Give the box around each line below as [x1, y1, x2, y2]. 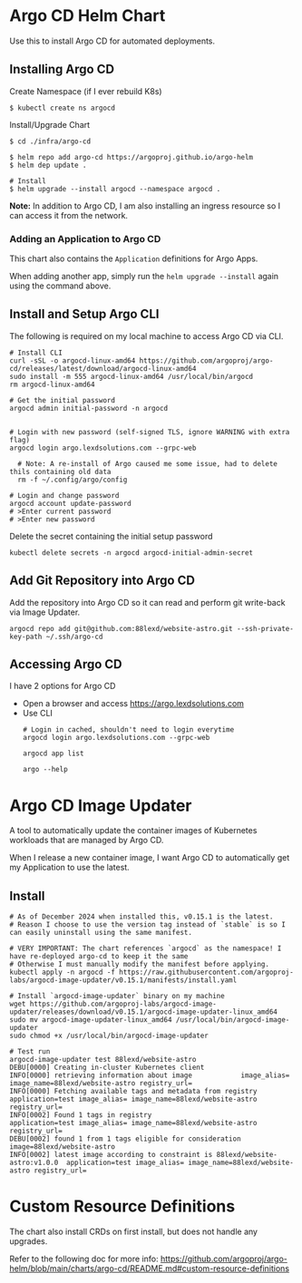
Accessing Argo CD [9, 656, 122, 672]
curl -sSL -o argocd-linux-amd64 [9, 355, 136, 365]
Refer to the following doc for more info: [9, 1253, 159, 1265]
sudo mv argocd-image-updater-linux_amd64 [9, 1016, 172, 1025]
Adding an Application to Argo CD [9, 232, 161, 245]
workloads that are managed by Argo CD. [9, 835, 164, 846]
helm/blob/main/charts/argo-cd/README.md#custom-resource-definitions [9, 1263, 290, 1274]
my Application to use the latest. [9, 862, 130, 873]
